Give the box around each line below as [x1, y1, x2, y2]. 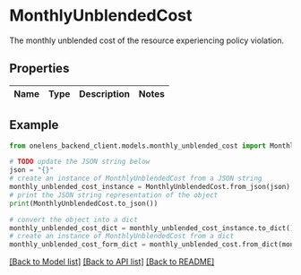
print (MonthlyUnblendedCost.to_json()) [9, 199, 159, 208]
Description [79, 87, 130, 99]
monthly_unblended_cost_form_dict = [9, 240, 146, 249]
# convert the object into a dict [9, 215, 139, 224]
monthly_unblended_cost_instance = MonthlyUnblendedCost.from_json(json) [9, 183, 291, 192]
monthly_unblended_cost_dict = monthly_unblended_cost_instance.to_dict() [9, 223, 295, 233]
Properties [9, 61, 70, 76]
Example [9, 117, 59, 133]
